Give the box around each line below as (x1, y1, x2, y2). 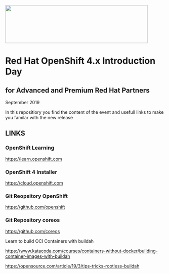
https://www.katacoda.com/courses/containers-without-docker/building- (5, 248, 158, 254)
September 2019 (5, 100, 40, 105)
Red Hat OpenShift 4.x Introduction (5, 55, 156, 67)
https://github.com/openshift (5, 204, 65, 210)
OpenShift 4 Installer (5, 168, 57, 175)
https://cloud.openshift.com (5, 179, 63, 186)
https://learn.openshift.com (5, 156, 62, 162)
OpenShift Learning (5, 144, 55, 151)
